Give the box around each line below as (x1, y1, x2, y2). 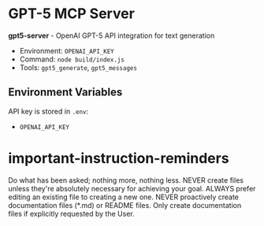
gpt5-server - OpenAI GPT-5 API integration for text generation (8, 31, 215, 40)
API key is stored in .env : (8, 106, 89, 116)
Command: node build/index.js (19, 54, 125, 64)
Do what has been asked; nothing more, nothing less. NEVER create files (8, 175, 244, 185)
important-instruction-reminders (8, 149, 230, 167)
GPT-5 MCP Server (8, 5, 136, 23)
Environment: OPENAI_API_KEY (19, 46, 114, 55)
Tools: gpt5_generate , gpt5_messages (19, 62, 138, 72)
